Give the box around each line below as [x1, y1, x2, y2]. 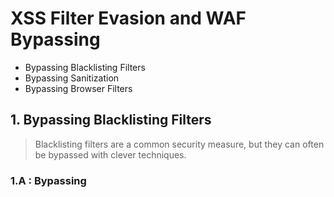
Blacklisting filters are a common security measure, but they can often [34, 138, 325, 150]
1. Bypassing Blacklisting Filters [10, 112, 212, 129]
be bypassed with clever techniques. [34, 148, 187, 161]
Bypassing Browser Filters [24, 82, 133, 94]
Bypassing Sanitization [24, 72, 120, 84]
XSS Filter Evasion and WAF [10, 7, 247, 30]
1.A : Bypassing [10, 173, 87, 187]
